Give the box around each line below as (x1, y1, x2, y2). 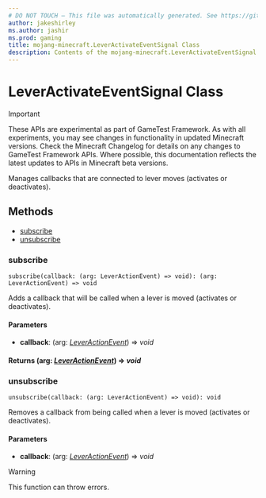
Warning (8, 467, 36, 477)
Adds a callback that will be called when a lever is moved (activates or (8, 293, 237, 303)
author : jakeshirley (8, 19, 77, 27)
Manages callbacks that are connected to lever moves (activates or (8, 173, 228, 183)
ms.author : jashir (8, 26, 69, 34)
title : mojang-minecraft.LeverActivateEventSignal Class (8, 41, 200, 49)
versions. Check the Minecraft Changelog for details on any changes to (8, 141, 241, 151)
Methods (8, 205, 54, 218)
